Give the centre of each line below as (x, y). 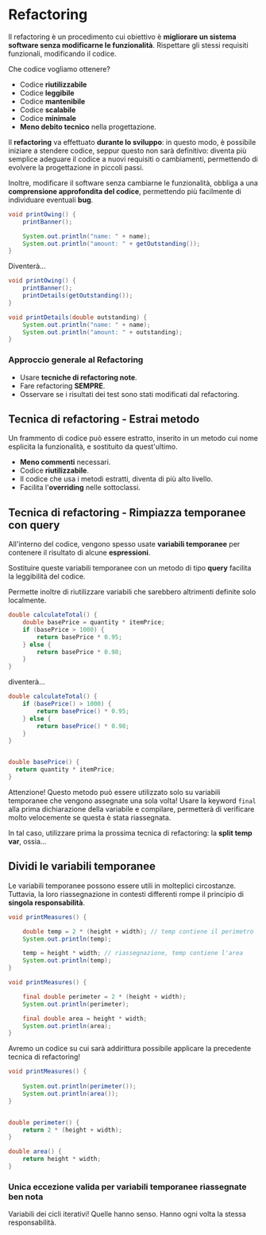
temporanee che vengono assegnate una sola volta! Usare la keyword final (132, 801)
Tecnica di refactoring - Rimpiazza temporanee (127, 512)
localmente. (27, 600)
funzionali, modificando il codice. (62, 53)
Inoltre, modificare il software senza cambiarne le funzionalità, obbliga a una (133, 183)
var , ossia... (27, 841)
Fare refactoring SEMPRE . (62, 386)
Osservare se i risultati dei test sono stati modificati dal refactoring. (129, 394)
